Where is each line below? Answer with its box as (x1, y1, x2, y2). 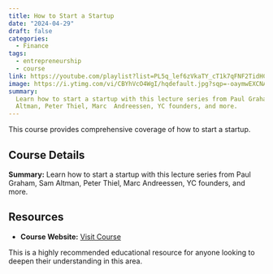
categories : (8, 34, 49, 43)
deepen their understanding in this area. (8, 256, 143, 266)
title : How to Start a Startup (8, 11, 115, 20)
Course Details (8, 148, 85, 162)
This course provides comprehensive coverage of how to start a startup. (8, 125, 251, 135)
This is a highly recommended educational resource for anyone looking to (8, 247, 255, 257)
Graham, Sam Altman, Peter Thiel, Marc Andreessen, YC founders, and (8, 178, 245, 187)
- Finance (15, 42, 49, 50)
